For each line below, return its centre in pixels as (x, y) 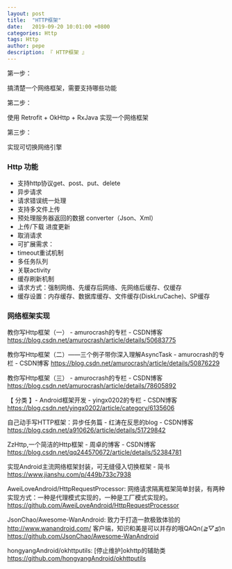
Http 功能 (23, 166)
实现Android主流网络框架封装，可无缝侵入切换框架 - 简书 (89, 467)
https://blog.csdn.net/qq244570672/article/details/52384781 (94, 452)
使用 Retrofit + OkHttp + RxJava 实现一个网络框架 (78, 117)
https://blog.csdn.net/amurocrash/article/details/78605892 (92, 386)
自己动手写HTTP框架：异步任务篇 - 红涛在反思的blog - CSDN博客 (100, 422)
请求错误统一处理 (42, 201)
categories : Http (32, 33)
